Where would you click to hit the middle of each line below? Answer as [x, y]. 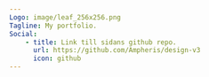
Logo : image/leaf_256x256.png [65, 17]
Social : [24, 34]
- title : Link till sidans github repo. [101, 42]
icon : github [57, 58]
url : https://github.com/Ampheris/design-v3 [117, 50]
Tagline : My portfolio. [53, 26]
